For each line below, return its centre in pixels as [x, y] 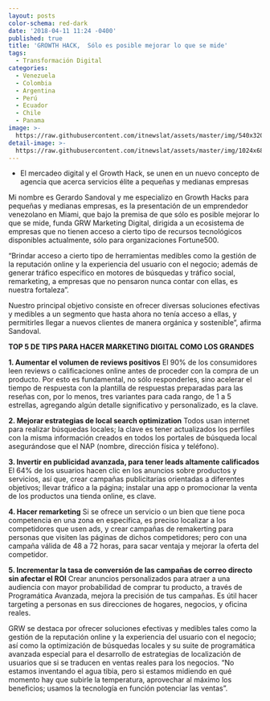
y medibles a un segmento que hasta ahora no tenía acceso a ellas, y [123, 314]
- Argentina [36, 91]
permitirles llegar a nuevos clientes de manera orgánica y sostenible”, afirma [135, 323]
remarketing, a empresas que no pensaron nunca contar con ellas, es [123, 282]
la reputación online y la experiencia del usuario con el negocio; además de [133, 264]
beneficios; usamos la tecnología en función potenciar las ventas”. [118, 688]
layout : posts [32, 16]
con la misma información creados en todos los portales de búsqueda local [133, 438]
